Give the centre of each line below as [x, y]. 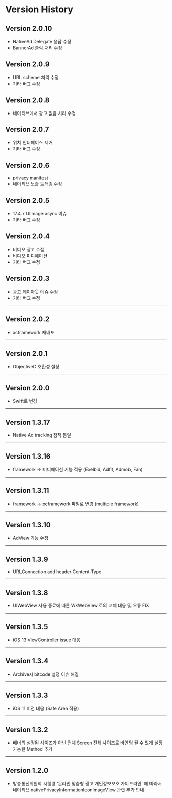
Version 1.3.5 [27, 627]
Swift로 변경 [25, 401]
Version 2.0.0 [27, 388]
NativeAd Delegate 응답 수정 [42, 41]
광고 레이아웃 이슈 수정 [35, 292]
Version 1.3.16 [28, 456]
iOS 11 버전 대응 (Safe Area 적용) [46, 708]
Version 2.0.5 [27, 201]
